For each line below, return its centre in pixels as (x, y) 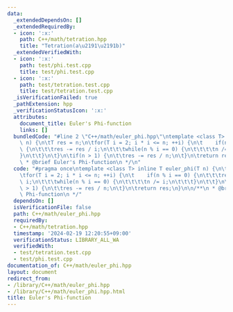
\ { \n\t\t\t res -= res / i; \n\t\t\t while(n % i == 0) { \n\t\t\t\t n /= (124, 149)
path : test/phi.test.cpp (55, 65)
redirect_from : (29, 279)
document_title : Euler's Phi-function (76, 123)
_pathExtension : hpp (43, 104)
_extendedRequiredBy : (45, 26)
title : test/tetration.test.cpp (66, 91)
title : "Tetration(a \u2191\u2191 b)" (73, 46)
